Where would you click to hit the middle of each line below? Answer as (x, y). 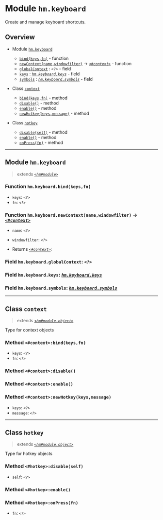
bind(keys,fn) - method (43, 98)
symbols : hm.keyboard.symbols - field (56, 79)
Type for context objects (30, 330)
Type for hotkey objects (29, 454)
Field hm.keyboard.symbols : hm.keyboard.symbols (61, 288)
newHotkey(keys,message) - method (54, 113)
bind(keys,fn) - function (44, 58)
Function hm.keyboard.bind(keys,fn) (48, 187)
